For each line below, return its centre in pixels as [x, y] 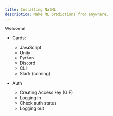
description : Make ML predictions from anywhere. [57, 14]
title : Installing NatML [30, 10]
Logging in [30, 98]
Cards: [19, 38]
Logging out [32, 108]
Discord [28, 63]
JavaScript [30, 47]
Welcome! [15, 28]
